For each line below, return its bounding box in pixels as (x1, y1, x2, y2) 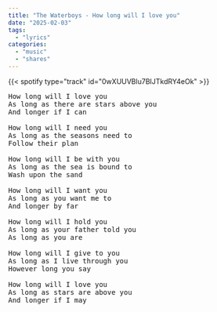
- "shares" (15, 56, 51, 63)
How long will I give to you (8, 249, 120, 257)
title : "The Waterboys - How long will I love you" (8, 11, 180, 20)
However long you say (8, 264, 92, 273)
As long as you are (8, 233, 83, 241)
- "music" (15, 48, 47, 56)
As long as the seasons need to (8, 131, 132, 140)
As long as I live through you (8, 256, 128, 265)
